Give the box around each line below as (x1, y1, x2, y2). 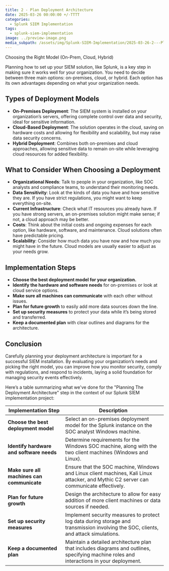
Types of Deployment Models (5, 94, 100, 103)
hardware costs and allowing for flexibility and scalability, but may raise (12, 129, 161, 135)
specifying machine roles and (65, 551, 135, 558)
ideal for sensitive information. (12, 119, 76, 125)
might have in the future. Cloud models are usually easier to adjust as (12, 243, 156, 249)
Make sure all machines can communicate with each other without (12, 293, 153, 299)
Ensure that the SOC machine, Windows (65, 463, 159, 470)
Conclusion (5, 339, 42, 348)
